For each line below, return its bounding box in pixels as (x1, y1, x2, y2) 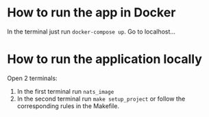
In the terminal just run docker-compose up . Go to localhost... (7, 27, 176, 36)
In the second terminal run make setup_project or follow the (16, 94, 186, 103)
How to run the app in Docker (7, 5, 176, 21)
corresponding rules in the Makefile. (16, 101, 120, 110)
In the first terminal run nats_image (16, 87, 114, 95)
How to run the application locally (7, 51, 202, 67)
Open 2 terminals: (7, 74, 58, 82)
